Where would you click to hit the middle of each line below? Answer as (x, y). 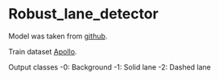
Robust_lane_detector (83, 14)
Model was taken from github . (58, 36)
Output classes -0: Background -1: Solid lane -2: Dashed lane (110, 67)
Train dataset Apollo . (43, 51)
